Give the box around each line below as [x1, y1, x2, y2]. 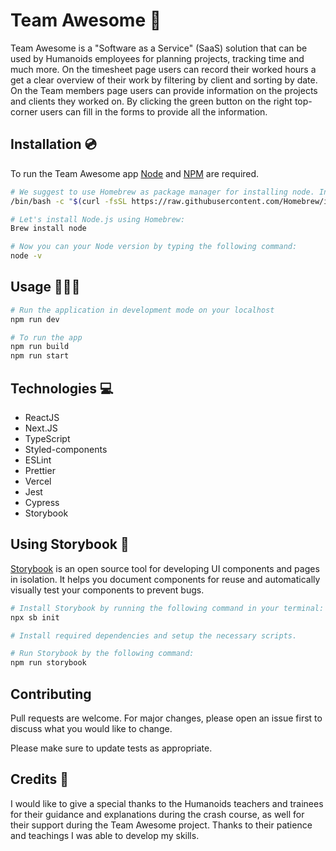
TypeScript [24, 433, 71, 444]
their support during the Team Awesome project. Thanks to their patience [10, 819, 313, 831]
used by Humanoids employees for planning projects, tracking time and [10, 52, 305, 64]
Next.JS [24, 422, 58, 434]
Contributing [10, 685, 92, 703]
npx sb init [10, 612, 60, 623]
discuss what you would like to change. [10, 723, 173, 734]
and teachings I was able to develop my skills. [10, 829, 200, 841]
